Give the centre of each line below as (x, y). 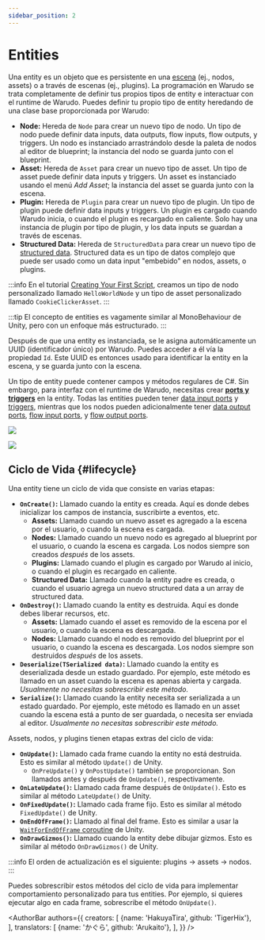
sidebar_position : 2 (42, 15)
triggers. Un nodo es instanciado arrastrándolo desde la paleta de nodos (138, 143)
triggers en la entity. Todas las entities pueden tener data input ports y (123, 398)
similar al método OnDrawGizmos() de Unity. (89, 846)
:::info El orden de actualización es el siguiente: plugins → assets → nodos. (130, 862)
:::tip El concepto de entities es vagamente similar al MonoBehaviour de (125, 317)
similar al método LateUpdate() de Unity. (85, 796)
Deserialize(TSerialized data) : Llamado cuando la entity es (119, 664)
